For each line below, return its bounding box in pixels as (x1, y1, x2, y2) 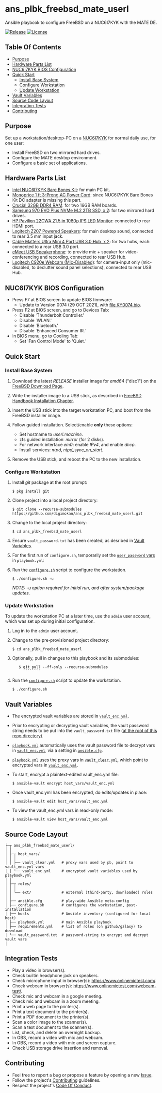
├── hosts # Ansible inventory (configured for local (9, 911, 151, 917)
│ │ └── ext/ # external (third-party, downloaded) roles (5, 890, 153, 895)
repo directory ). (12, 733, 44, 739)
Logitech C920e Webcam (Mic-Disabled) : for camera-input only (12, 259, 140, 265)
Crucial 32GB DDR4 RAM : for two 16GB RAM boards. (12, 202, 118, 208)
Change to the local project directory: (12, 520, 87, 526)
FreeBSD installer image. (12, 412, 62, 418)
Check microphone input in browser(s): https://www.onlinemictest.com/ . (12, 978, 157, 983)
